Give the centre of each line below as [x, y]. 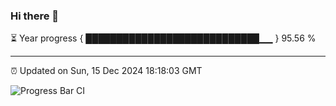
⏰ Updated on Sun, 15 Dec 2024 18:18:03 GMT [106, 71]
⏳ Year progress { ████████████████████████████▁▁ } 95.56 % [163, 38]
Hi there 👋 [35, 16]
